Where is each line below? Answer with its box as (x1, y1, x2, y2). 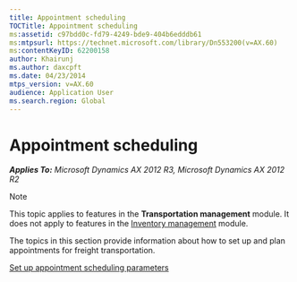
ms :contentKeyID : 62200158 (9, 47, 110, 56)
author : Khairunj (9, 55, 74, 64)
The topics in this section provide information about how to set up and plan (9, 235, 286, 246)
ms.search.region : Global (9, 96, 106, 106)
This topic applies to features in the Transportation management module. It (9, 209, 290, 219)
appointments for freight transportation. (9, 245, 156, 256)
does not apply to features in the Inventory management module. (9, 218, 249, 229)
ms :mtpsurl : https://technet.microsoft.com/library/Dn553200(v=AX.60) (9, 38, 278, 47)
